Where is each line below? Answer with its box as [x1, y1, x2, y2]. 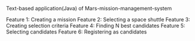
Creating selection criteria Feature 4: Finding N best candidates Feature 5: [6, 23, 186, 29]
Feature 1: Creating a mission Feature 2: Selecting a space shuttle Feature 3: [6, 16, 190, 23]
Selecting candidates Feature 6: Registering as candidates [6, 28, 147, 35]
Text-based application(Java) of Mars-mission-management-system [6, 5, 172, 12]
